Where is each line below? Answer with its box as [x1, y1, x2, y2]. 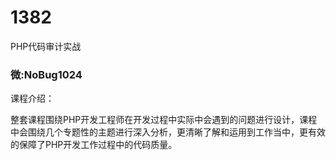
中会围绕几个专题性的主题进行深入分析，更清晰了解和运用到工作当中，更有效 [10, 126, 326, 138]
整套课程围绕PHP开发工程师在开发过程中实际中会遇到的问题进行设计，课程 [10, 114, 318, 126]
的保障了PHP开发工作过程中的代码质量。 [10, 139, 178, 151]
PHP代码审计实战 [10, 40, 82, 52]
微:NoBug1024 [10, 67, 83, 81]
